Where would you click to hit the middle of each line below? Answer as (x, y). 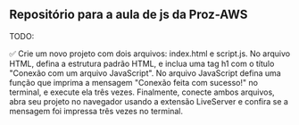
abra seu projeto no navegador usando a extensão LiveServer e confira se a (149, 101)
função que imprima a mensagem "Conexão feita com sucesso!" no (134, 82)
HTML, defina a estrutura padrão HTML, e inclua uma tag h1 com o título (142, 63)
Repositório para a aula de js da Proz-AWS (129, 15)
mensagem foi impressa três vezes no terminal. (96, 111)
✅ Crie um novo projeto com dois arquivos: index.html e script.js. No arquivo (150, 54)
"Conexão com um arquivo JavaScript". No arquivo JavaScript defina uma (145, 73)
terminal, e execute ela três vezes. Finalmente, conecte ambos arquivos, (142, 92)
